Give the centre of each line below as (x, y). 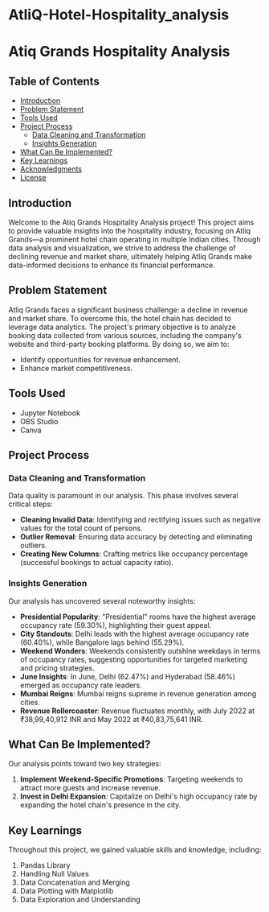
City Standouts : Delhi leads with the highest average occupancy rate (134, 633)
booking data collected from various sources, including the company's (125, 335)
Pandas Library (45, 865)
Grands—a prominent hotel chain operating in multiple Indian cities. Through (134, 239)
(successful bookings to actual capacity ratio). (97, 563)
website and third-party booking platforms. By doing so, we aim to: (119, 344)
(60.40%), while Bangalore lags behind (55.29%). (102, 642)
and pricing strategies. (57, 668)
